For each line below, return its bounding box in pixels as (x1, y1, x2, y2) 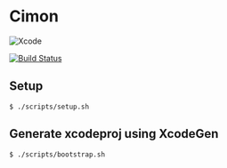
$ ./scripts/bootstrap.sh (9, 149, 105, 159)
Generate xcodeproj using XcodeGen (9, 126, 219, 141)
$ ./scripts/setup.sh (9, 102, 90, 111)
